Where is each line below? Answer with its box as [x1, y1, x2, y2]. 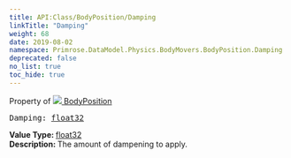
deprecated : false [9, 54, 77, 63]
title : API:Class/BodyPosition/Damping [9, 12, 157, 22]
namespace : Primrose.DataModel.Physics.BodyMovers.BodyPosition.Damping [9, 46, 283, 55]
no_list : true [9, 63, 62, 71]
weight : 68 [9, 29, 50, 38]
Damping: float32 [9, 112, 84, 123]
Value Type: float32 [9, 129, 82, 139]
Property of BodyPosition [9, 95, 112, 106]
